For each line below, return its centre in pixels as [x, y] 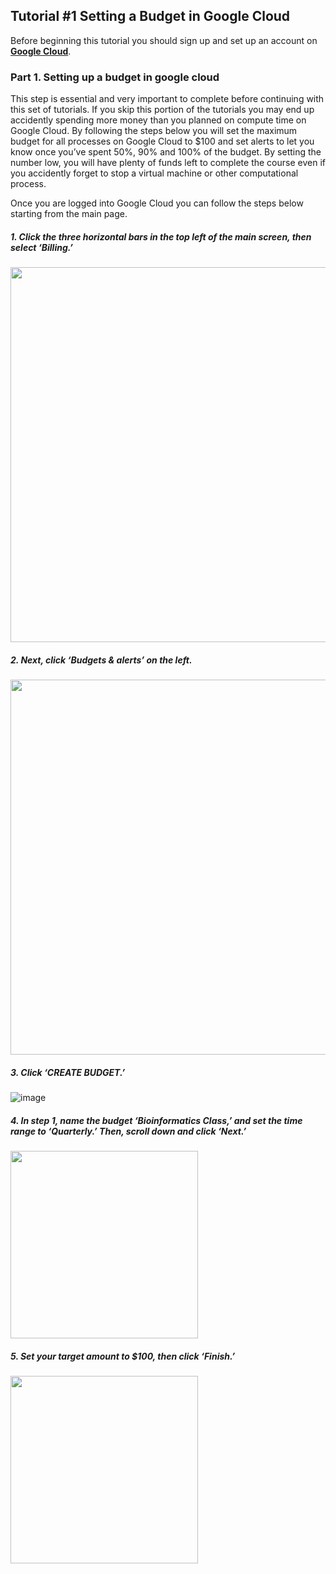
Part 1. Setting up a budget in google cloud [115, 77]
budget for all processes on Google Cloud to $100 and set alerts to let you [162, 141]
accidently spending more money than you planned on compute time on [158, 120]
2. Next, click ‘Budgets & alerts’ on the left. [101, 660]
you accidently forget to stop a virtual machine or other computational [154, 173]
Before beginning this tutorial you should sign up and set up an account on [164, 40]
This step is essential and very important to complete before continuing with [167, 99]
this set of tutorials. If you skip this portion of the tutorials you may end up [162, 110]
